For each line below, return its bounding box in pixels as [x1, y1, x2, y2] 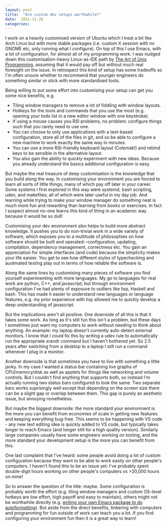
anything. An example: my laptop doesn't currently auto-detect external [5, 328, 152, 334]
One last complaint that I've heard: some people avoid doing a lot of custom [5, 452, 161, 458]
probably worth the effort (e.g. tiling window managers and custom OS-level [5, 489, 162, 495]
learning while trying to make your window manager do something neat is [5, 197, 156, 203]
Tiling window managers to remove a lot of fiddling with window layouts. [12, 102, 161, 108]
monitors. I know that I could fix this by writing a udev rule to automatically [5, 333, 158, 339]
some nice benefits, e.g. [5, 93, 55, 99]
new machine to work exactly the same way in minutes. [12, 140, 126, 146]
